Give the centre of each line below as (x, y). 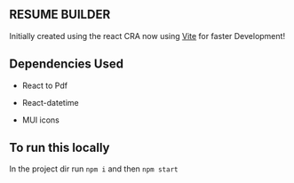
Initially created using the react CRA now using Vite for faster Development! (147, 36)
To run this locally (60, 148)
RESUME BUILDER (60, 15)
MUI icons (41, 120)
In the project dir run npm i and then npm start (94, 169)
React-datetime (50, 102)
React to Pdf (45, 85)
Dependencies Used (67, 64)
